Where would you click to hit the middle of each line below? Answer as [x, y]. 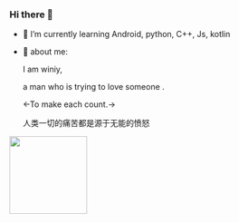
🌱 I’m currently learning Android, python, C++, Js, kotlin [126, 34]
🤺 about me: [45, 52]
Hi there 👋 [32, 15]
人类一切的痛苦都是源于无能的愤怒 [86, 123]
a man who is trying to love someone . [93, 87]
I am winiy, [43, 69]
